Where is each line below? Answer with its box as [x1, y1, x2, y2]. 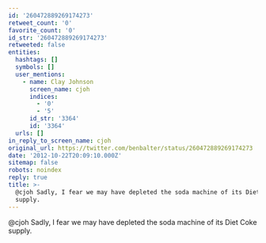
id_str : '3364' [28, 115, 80, 123]
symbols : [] [15, 63, 55, 71]
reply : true [8, 173, 47, 182]
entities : [8, 48, 41, 56]
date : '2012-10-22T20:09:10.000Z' [8, 151, 123, 159]
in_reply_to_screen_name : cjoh [8, 136, 112, 145]
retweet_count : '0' [8, 19, 73, 27]
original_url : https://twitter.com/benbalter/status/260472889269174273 [8, 144, 253, 152]
